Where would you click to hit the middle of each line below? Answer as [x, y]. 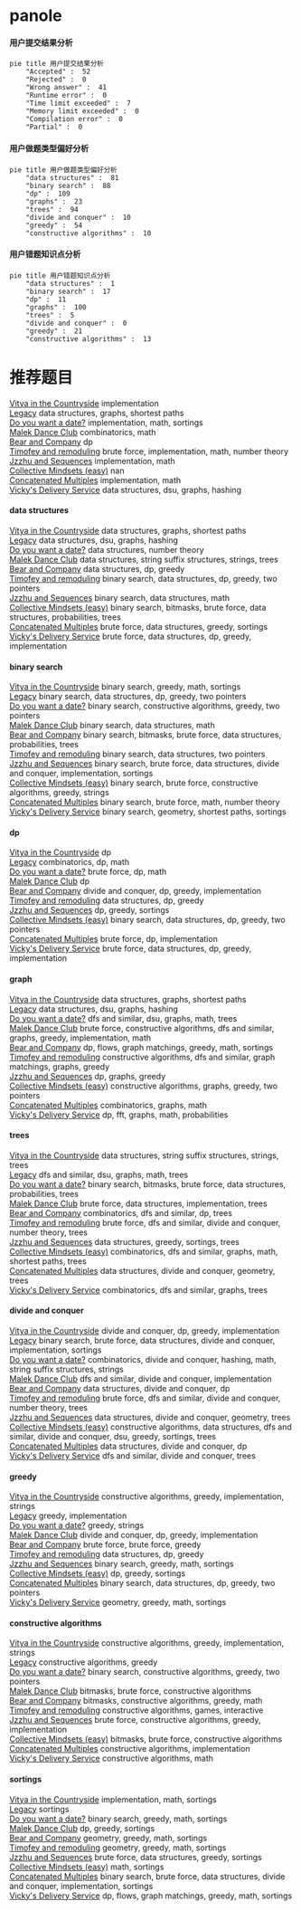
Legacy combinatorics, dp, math [69, 862]
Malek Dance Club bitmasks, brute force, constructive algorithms [130, 1691]
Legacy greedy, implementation [68, 1516]
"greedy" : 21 [54, 331]
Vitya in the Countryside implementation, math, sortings [113, 1799]
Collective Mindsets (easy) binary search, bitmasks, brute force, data [138, 607]
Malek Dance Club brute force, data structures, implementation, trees [139, 1203]
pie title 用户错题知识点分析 [60, 276]
